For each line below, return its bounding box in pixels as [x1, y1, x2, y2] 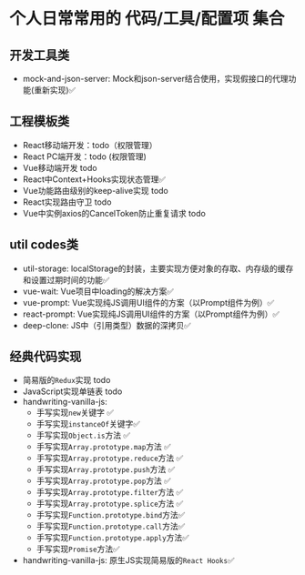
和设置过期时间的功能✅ [22, 274, 110, 285]
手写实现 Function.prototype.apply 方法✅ [36, 532, 189, 543]
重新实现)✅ [33, 85, 76, 96]
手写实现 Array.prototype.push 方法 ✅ [36, 464, 176, 475]
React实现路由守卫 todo [22, 197, 112, 207]
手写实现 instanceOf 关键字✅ [36, 419, 141, 429]
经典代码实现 [9, 349, 82, 365]
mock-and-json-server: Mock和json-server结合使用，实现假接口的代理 [22, 74, 289, 84]
